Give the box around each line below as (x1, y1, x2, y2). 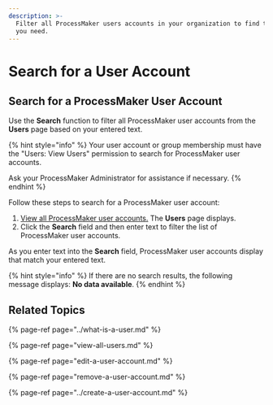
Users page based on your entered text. (8, 124, 143, 134)
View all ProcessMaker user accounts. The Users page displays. (19, 213, 236, 224)
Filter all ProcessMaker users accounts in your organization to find (15, 20, 260, 28)
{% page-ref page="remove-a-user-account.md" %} (8, 372, 186, 382)
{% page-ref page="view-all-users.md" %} (8, 341, 154, 351)
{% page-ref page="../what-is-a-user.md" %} (8, 324, 161, 334)
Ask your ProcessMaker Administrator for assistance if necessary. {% (8, 173, 242, 183)
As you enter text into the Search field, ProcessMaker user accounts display (8, 246, 264, 256)
